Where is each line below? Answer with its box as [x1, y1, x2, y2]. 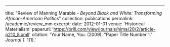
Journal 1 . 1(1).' [5, 37, 36, 43]
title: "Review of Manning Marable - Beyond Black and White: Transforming [5, 10, 162, 16]
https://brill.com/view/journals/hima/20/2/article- [53, 26, 156, 32]
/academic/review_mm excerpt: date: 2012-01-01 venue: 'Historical [5, 21, 145, 27]
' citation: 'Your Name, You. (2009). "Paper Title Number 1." [29, 31, 153, 37]
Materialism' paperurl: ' [5, 26, 54, 32]
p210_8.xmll [5, 31, 29, 37]
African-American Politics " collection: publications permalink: [5, 16, 134, 21]
